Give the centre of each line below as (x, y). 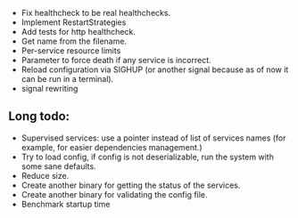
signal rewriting (50, 89)
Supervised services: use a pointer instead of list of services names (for (153, 138)
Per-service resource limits (71, 51)
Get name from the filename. (74, 41)
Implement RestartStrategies (74, 22)
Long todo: (39, 116)
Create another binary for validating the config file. (114, 194)
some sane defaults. (58, 166)
